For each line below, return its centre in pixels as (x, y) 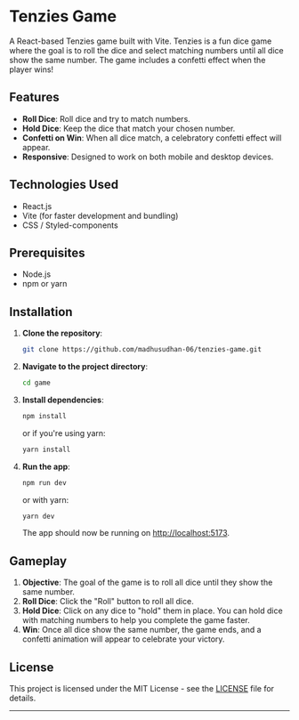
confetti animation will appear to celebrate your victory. (123, 639)
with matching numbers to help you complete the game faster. (136, 620)
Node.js (36, 274)
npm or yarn (44, 284)
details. (23, 698)
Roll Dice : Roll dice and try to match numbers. (106, 118)
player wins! (32, 69)
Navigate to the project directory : (85, 367)
